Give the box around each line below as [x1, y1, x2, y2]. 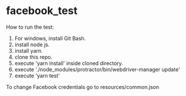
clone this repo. [14, 53, 53, 60]
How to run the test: [6, 23, 55, 30]
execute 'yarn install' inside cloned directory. [14, 60, 123, 67]
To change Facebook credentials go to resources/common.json [6, 83, 160, 90]
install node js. [14, 41, 50, 48]
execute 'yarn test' [14, 72, 60, 79]
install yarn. [14, 47, 43, 54]
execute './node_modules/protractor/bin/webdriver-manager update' [14, 66, 180, 73]
